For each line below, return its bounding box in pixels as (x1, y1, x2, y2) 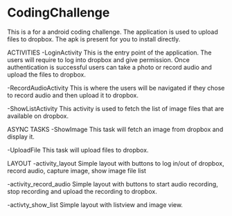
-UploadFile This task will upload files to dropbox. (7, 146, 149, 154)
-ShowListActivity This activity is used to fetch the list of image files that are (7, 104, 224, 112)
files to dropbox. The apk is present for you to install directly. (7, 35, 181, 43)
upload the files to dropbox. (7, 70, 87, 79)
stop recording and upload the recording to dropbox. (7, 187, 157, 195)
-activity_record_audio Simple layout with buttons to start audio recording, (7, 179, 218, 188)
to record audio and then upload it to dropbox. (7, 91, 139, 99)
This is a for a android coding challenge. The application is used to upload (7, 28, 218, 36)
